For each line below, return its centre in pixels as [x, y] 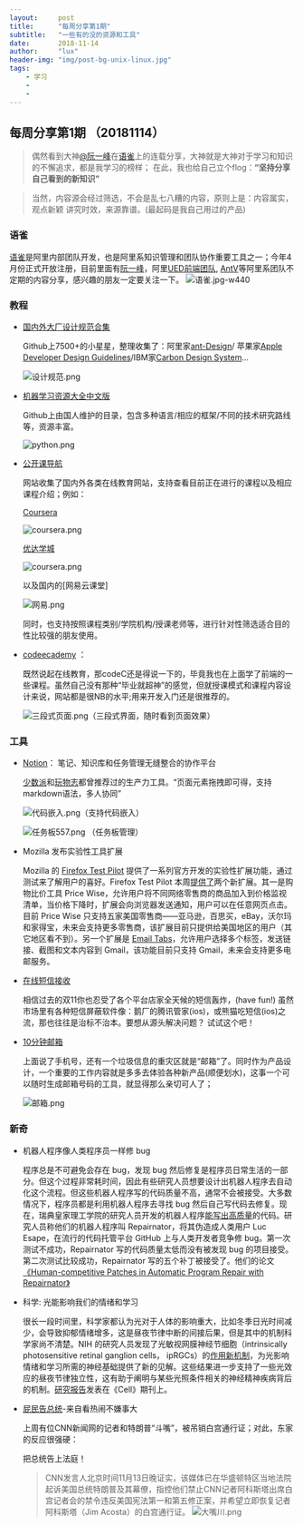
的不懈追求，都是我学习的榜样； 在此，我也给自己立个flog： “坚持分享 [161, 168]
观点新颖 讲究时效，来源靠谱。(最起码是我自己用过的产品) [138, 210]
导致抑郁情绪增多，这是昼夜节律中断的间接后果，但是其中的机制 [166, 1332]
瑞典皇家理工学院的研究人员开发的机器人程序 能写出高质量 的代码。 [161, 1215]
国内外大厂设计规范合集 [66, 327]
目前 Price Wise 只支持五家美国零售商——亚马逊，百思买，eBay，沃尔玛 [157, 916]
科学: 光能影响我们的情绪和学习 [80, 1302]
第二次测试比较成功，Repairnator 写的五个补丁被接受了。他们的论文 [148, 1260]
